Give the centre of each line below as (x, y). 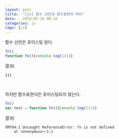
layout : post (18, 10)
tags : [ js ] (16, 28)
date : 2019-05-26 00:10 (31, 19)
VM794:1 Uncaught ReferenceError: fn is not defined (60, 127)
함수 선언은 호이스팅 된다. (29, 42)
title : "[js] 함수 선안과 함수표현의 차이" (45, 14)
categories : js (20, 23)
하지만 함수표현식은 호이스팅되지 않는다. (43, 94)
